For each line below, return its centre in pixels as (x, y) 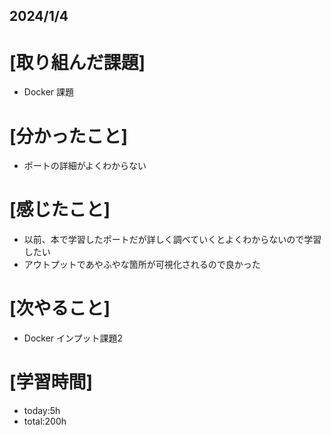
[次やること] (60, 308)
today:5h (42, 411)
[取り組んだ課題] (77, 62)
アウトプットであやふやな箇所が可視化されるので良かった (142, 265)
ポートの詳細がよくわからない (85, 166)
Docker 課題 (49, 92)
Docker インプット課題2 (73, 338)
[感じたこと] (60, 210)
